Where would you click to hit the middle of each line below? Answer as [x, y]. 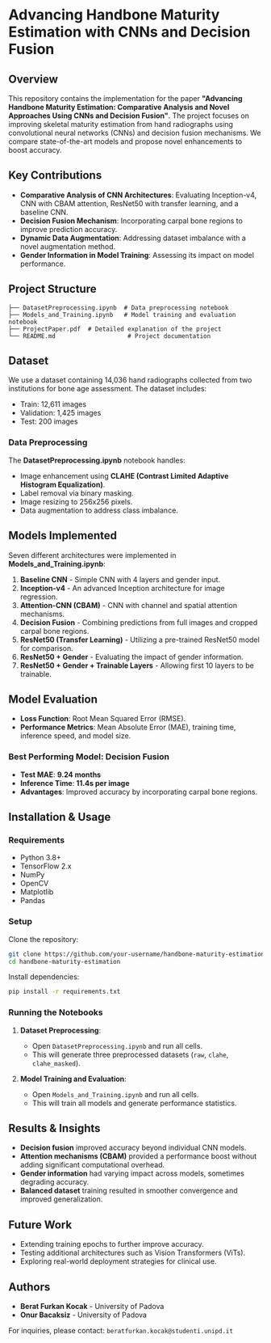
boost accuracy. [35, 150]
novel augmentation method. [68, 246]
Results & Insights [54, 1128]
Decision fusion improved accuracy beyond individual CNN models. [133, 1148]
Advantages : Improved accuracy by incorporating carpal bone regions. [139, 792]
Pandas [33, 901]
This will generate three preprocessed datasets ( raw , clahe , [130, 1054]
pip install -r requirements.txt [65, 992]
